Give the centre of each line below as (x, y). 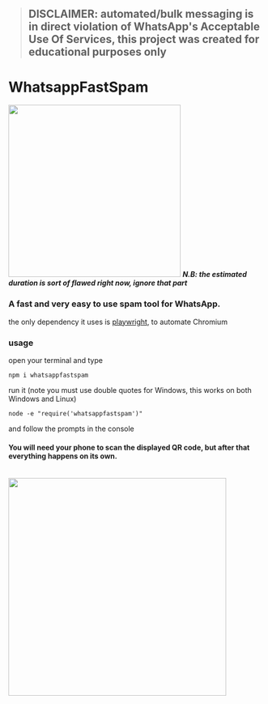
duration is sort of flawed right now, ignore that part (98, 283)
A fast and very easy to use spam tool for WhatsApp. (115, 304)
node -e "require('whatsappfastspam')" (76, 413)
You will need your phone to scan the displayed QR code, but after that (129, 447)
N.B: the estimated (214, 275)
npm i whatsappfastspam (49, 375)
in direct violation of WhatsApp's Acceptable (144, 27)
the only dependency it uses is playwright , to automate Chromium (118, 322)
